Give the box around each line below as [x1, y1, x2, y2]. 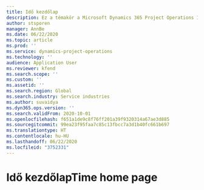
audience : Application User [6, 59, 78, 66]
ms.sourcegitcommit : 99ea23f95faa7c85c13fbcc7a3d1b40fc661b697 [6, 122, 170, 128]
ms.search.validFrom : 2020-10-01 [6, 110, 91, 117]
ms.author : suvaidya [6, 99, 59, 105]
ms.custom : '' [6, 76, 42, 83]
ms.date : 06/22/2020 [6, 32, 59, 38]
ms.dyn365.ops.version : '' [6, 104, 75, 111]
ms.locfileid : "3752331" [6, 144, 69, 151]
